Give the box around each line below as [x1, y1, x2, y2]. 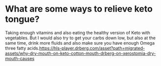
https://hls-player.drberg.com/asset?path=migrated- [39, 45, 145, 51]
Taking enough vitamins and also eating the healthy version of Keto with [5, 30, 151, 35]
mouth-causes [5, 55, 35, 61]
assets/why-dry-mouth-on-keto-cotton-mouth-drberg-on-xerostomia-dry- [5, 50, 156, 56]
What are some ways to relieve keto [5, 3, 153, 15]
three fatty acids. [5, 45, 40, 51]
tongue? [5, 14, 40, 25]
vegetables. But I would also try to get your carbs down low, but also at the [5, 35, 156, 41]
